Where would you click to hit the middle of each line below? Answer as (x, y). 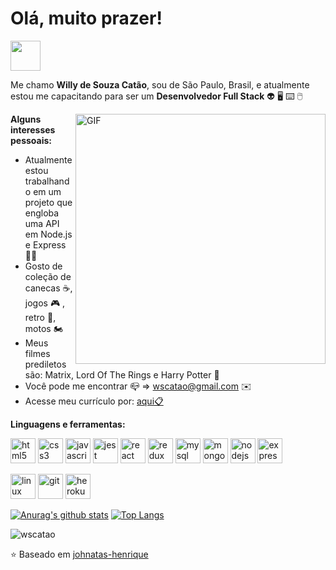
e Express (45, 244)
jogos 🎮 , (45, 303)
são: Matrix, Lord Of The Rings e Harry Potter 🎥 (122, 374)
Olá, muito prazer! (86, 18)
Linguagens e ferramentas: (68, 424)
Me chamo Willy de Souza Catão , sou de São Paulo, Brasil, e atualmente (160, 84)
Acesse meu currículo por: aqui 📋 (94, 401)
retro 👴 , (40, 317)
